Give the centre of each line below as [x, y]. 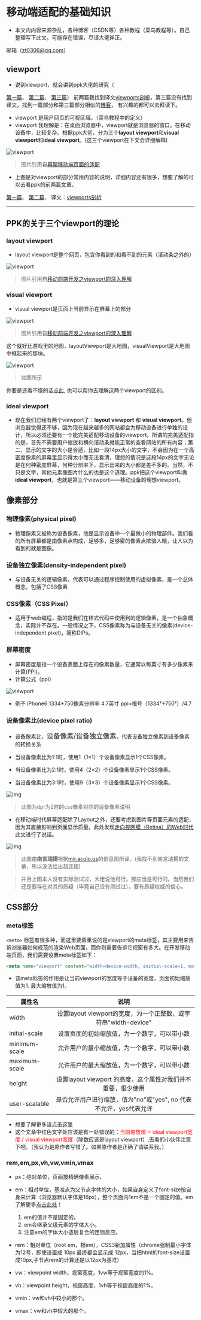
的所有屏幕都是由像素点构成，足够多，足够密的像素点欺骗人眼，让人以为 [104, 541]
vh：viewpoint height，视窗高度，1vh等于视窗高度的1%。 [86, 1285]
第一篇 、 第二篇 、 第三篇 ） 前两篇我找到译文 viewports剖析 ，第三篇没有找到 [99, 97]
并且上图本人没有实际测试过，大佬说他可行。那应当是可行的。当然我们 [107, 879]
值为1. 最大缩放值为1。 [42, 986]
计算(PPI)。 [29, 672]
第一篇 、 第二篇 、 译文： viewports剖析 [54, 197]
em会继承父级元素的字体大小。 [62, 1224]
